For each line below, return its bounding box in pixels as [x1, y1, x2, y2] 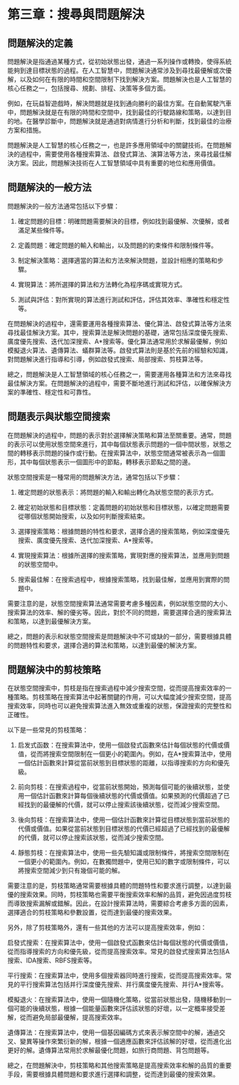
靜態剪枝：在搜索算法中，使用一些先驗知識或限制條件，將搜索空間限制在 [17, 849, 230, 857]
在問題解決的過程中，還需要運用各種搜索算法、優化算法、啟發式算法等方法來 [7, 319, 232, 327]
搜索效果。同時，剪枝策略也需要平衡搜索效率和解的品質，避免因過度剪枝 [19, 891, 232, 899]
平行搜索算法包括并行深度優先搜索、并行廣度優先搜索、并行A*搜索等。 [19, 980, 228, 989]
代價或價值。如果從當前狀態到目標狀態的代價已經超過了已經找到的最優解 [17, 824, 230, 833]
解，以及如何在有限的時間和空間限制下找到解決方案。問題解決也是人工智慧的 [7, 75, 232, 83]
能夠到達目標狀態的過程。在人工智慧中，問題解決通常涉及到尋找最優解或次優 [7, 66, 232, 75]
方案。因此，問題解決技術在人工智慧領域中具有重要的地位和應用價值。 [13, 159, 219, 167]
